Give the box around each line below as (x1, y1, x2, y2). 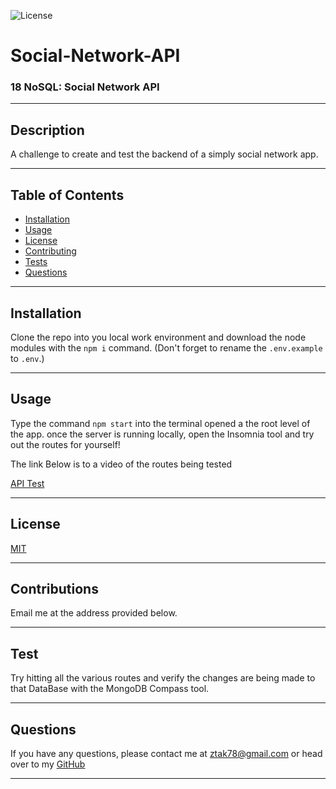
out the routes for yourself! (10, 438, 121, 450)
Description (10, 121, 85, 139)
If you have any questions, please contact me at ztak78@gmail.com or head (10, 747, 323, 759)
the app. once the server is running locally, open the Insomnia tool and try (10, 428, 315, 440)
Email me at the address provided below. (10, 607, 178, 619)
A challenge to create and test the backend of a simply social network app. (10, 148, 319, 160)
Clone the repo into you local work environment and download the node (10, 331, 307, 343)
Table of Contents (10, 186, 125, 204)
